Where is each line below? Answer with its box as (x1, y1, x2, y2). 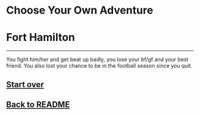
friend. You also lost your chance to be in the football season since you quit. (6, 62, 192, 69)
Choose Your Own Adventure (6, 4, 154, 17)
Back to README (6, 99, 70, 110)
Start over (6, 79, 45, 90)
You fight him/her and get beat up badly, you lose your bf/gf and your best (6, 56, 189, 63)
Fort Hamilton (6, 31, 76, 44)
